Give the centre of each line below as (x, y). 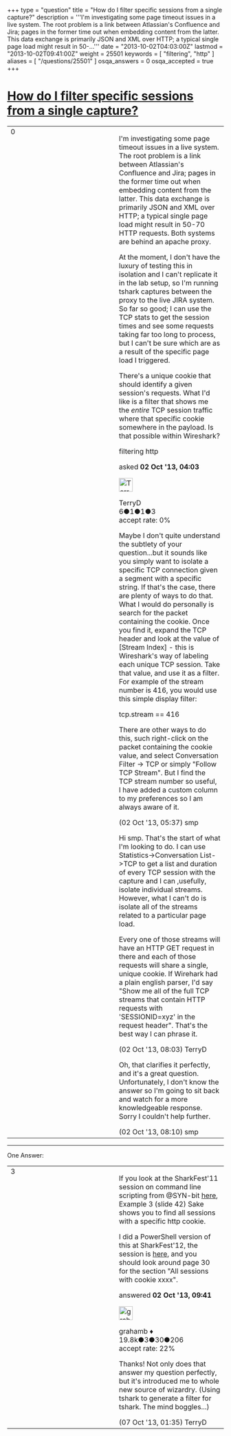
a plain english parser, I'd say (166, 982)
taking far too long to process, (167, 334)
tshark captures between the (165, 291)
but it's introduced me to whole (169, 1381)
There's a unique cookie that (165, 375)
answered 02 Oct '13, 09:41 (165, 1295)
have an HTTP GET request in (167, 948)
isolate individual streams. (161, 890)
